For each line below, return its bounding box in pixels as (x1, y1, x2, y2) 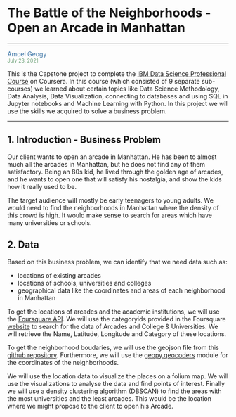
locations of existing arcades (17, 271, 102, 279)
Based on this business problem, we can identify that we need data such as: (7, 257, 228, 266)
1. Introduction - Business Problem (7, 134, 162, 146)
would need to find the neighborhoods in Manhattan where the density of (7, 203, 219, 212)
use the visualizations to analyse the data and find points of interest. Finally (7, 379, 225, 387)
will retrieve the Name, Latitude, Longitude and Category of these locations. (7, 329, 227, 338)
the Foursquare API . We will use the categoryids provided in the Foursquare (7, 314, 226, 323)
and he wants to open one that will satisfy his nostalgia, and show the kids (7, 174, 223, 184)
